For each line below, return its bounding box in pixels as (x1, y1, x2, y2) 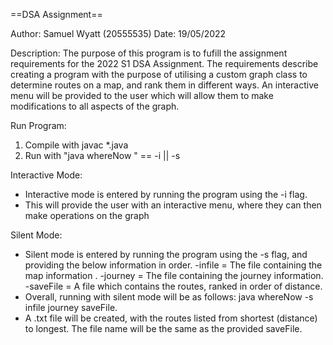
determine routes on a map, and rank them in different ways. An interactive (10, 79, 319, 91)
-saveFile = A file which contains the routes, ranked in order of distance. (24, 280, 323, 292)
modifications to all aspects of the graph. (10, 100, 180, 112)
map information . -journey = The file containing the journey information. (24, 270, 324, 281)
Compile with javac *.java (24, 139, 129, 151)
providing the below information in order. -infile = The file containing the (24, 259, 323, 271)
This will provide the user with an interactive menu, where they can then (24, 199, 322, 211)
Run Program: (10, 120, 67, 131)
